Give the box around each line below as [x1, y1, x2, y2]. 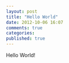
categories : [6, 30, 35, 36]
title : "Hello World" [6, 14, 59, 20]
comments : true [6, 24, 43, 31]
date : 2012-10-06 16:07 [6, 19, 64, 25]
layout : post [6, 8, 38, 15]
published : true [6, 36, 45, 41]
